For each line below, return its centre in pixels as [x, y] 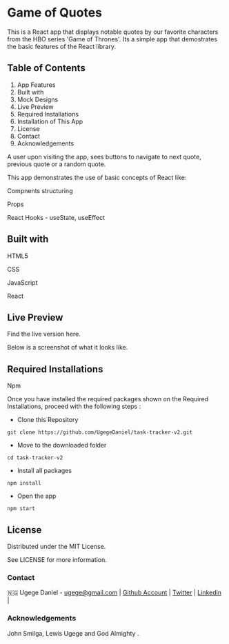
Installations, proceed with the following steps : [74, 406]
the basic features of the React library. [61, 46]
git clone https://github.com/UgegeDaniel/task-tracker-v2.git [100, 432]
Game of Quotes [54, 13]
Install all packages [44, 471]
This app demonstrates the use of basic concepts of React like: [97, 177]
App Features [36, 85]
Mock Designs [38, 99]
